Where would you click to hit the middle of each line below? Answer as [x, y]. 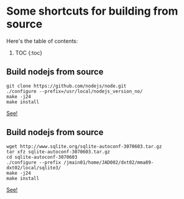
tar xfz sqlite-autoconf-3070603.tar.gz [58, 152]
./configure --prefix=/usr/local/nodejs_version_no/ [75, 91]
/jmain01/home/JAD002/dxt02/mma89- [109, 162]
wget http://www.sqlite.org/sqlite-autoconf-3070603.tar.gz [84, 146]
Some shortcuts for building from [92, 11]
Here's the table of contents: [42, 41]
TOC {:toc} [29, 52]
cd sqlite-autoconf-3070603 [42, 157]
